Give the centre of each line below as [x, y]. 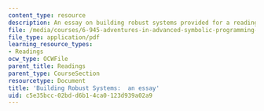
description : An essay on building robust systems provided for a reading [133, 23]
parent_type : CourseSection [54, 73]
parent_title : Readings [47, 66]
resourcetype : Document [47, 81]
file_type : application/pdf [54, 37]
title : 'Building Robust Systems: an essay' [84, 88]
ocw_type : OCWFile [38, 59]
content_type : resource [47, 15]
